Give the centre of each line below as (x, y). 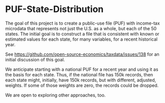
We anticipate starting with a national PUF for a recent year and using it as (82, 69)
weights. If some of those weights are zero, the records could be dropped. (82, 85)
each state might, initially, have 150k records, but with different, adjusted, (81, 80)
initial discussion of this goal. (35, 59)
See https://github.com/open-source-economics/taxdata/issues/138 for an (82, 54)
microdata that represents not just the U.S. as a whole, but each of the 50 (81, 28)
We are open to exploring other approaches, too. (55, 95)
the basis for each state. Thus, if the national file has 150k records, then (79, 74)
